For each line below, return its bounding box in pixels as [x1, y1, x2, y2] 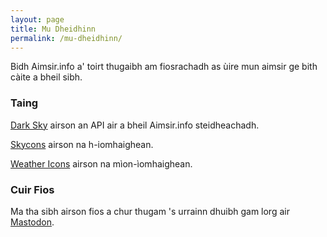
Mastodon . [10, 216, 55, 228]
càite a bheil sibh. [10, 71, 83, 83]
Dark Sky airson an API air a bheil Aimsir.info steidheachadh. [10, 119, 260, 131]
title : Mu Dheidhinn [10, 24, 97, 34]
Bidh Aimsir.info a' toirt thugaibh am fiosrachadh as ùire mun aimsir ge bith [10, 61, 318, 73]
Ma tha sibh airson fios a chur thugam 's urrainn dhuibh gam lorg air [10, 205, 290, 217]
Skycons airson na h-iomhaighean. [10, 138, 154, 150]
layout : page [10, 14, 65, 25]
